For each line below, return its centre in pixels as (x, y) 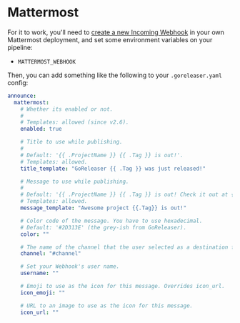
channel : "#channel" (51, 254)
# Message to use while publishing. (75, 182)
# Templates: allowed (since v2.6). (75, 122)
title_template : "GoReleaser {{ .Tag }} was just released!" (113, 169)
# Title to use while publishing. (71, 142)
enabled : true (41, 129)
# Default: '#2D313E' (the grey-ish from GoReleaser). (104, 227)
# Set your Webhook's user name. (70, 267)
